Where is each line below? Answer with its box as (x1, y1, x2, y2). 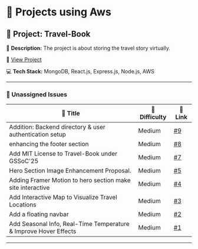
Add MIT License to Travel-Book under (9, 150, 118, 158)
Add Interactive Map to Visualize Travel (9, 193, 118, 202)
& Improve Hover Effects (9, 227, 77, 235)
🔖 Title (61, 109, 81, 118)
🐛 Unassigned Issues (6, 90, 68, 98)
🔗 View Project (6, 56, 42, 63)
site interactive (9, 183, 50, 192)
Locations (9, 201, 37, 209)
